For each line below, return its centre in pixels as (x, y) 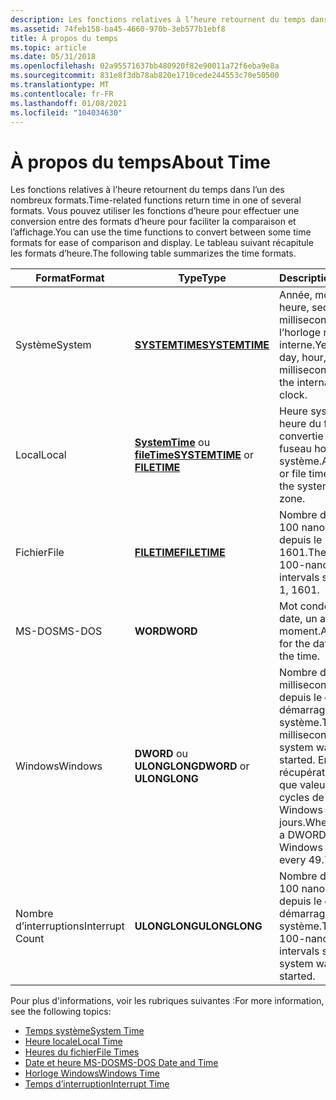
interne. (297, 345)
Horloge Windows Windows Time (92, 1073)
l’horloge (300, 333)
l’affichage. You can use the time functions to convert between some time (161, 232)
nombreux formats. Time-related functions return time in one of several (156, 200)
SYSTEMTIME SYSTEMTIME (202, 345)
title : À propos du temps (64, 38)
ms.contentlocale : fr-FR (62, 94)
